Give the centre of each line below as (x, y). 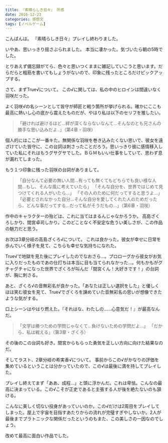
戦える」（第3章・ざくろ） (62, 332)
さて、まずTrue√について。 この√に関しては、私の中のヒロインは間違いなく (83, 90)
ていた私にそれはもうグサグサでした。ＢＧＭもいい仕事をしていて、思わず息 (84, 153)
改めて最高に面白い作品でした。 (38, 436)
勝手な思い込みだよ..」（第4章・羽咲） (56, 130)
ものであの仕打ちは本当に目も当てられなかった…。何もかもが (95, 263)
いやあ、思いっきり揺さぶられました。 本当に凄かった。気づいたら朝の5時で (84, 49)
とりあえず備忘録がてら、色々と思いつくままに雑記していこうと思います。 (82, 66)
